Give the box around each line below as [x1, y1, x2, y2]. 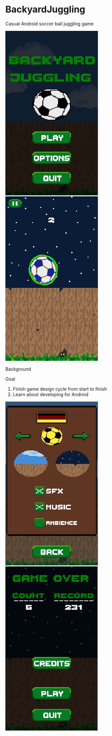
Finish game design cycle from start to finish [12, 385, 107, 392]
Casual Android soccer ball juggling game [5, 21, 94, 27]
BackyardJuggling [5, 4, 86, 15]
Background [5, 366, 31, 372]
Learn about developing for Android [12, 391, 89, 397]
